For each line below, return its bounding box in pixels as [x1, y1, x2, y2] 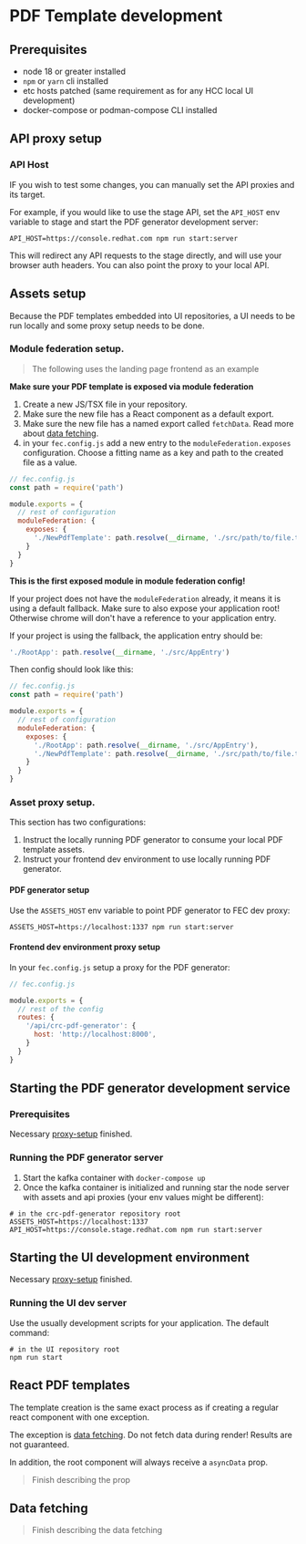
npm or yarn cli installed [22, 76, 109, 87]
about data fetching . [22, 428, 99, 439]
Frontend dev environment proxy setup [9, 941, 161, 953]
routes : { [17, 1013, 55, 1022]
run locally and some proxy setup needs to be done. [9, 320, 205, 331]
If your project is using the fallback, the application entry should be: [9, 630, 263, 641]
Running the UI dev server [9, 1297, 127, 1310]
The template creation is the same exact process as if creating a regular [9, 1402, 280, 1413]
